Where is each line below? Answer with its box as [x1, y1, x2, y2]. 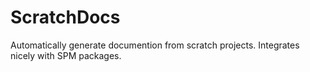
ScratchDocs [10, 6, 121, 29]
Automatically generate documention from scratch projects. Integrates [10, 39, 300, 51]
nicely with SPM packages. [10, 49, 122, 61]
